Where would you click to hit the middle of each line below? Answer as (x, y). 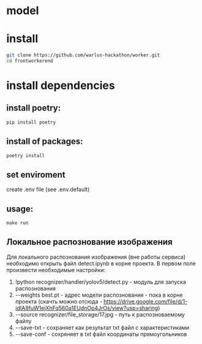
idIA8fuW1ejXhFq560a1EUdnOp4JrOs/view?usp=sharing (87, 308)
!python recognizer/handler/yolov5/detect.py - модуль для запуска (101, 282)
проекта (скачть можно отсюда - (59, 301)
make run (17, 223)
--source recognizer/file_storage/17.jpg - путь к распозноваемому (100, 315)
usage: (20, 209)
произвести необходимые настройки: (56, 270)
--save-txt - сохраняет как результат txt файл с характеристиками (102, 327)
